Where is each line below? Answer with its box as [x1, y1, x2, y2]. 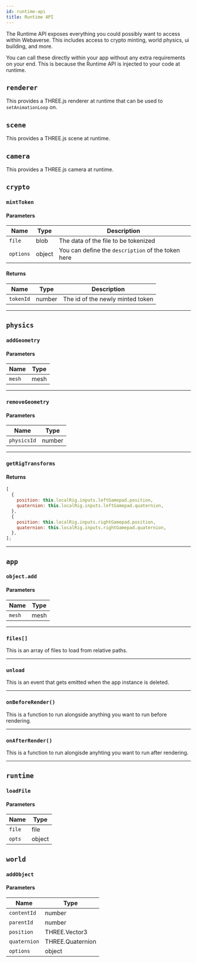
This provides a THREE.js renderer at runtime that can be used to [6, 97, 163, 104]
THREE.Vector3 [45, 928, 88, 936]
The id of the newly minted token [63, 294, 154, 303]
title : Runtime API [6, 14, 54, 20]
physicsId [9, 438, 36, 444]
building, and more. [6, 42, 53, 50]
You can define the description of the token [59, 246, 180, 255]
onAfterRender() [6, 737, 53, 744]
